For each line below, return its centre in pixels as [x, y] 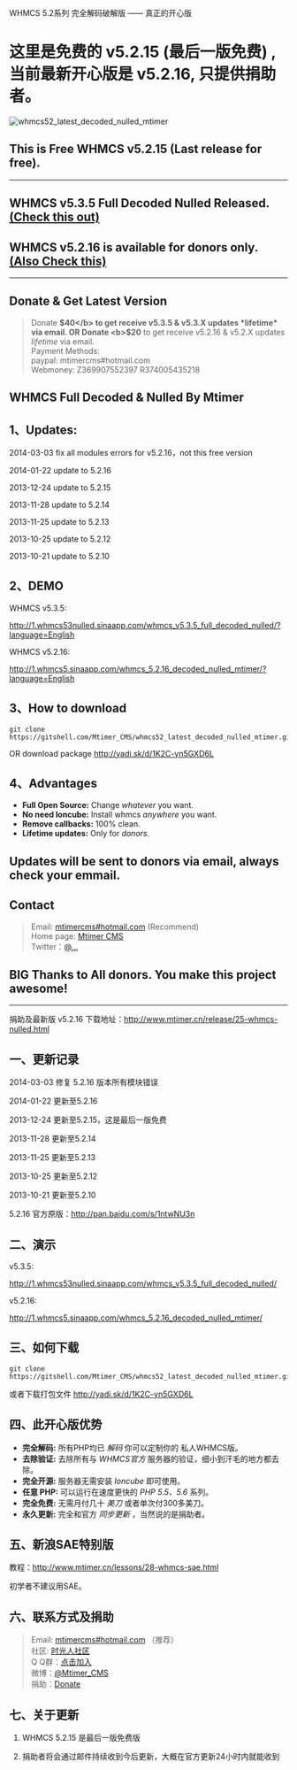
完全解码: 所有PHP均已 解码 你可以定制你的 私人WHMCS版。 [132, 1447]
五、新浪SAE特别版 [61, 1545]
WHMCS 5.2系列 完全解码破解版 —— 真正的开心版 [101, 13]
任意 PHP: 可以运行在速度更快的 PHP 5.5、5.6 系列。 [118, 1492]
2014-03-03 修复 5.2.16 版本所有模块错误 [84, 1082]
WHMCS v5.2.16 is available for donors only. [134, 247]
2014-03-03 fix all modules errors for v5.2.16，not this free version [131, 452]
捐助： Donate [56, 1684]
